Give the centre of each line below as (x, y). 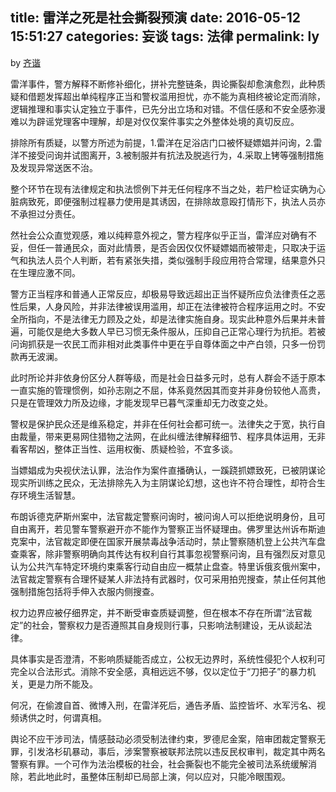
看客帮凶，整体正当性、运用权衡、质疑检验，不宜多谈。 (124, 449)
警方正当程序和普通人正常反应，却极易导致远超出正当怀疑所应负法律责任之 (163, 294)
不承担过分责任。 (45, 214)
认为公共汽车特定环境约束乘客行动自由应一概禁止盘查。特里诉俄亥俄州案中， (168, 566)
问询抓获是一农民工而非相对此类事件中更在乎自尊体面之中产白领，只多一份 (163, 344)
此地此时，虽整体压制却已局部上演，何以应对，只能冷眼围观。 (163, 776)
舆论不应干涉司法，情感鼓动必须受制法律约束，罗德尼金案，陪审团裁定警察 (163, 739)
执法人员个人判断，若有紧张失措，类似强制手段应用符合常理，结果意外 (172, 260)
